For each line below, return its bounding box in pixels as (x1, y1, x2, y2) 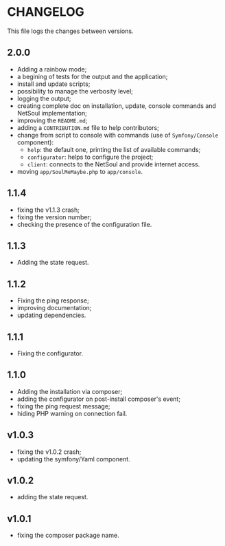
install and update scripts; (16, 80, 91, 88)
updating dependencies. (16, 311, 86, 320)
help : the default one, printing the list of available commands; (27, 145, 201, 153)
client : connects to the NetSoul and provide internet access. (27, 160, 200, 168)
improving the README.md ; (16, 116, 88, 124)
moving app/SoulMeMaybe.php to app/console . (16, 167, 143, 175)
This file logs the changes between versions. (7, 27, 134, 35)
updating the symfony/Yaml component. (16, 455, 130, 463)
